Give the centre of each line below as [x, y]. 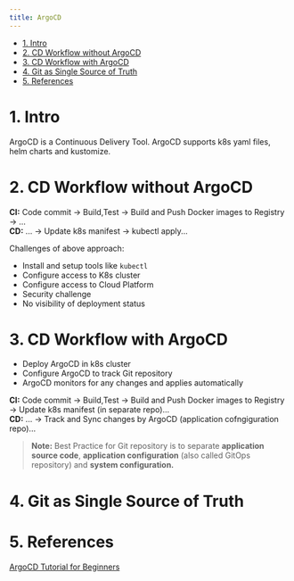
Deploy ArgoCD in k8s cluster [77, 364]
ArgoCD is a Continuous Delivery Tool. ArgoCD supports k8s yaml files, [140, 141]
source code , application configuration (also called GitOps [141, 455]
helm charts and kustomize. [60, 151]
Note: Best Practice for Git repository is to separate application [147, 446]
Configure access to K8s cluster [81, 275]
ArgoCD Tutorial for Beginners [65, 567]
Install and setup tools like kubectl [85, 265]
